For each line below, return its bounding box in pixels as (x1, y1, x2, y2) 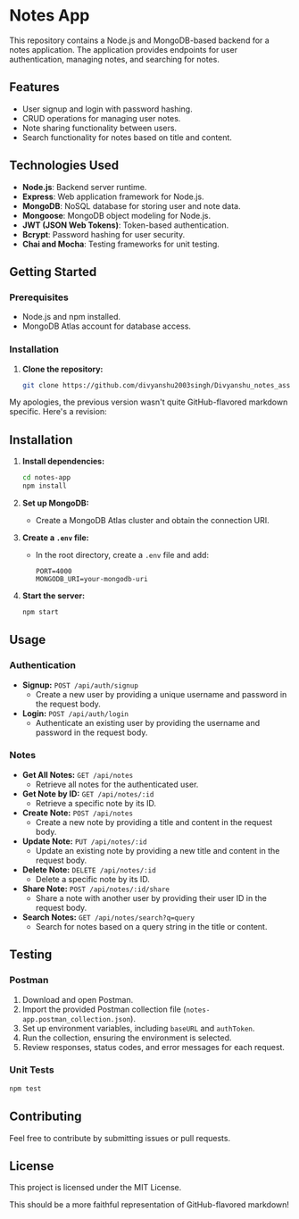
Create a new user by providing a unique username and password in (35, 689, 287, 699)
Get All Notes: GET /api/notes (21, 769, 134, 780)
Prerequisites (9, 291, 69, 304)
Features (9, 79, 60, 95)
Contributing (9, 1109, 82, 1124)
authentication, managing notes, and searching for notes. (9, 54, 220, 64)
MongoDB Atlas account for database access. (21, 321, 192, 331)
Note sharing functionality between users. (21, 122, 177, 133)
